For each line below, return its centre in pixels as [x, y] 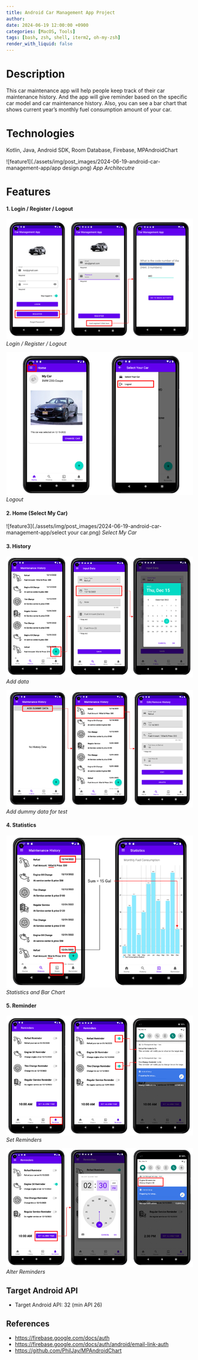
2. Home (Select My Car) [37, 513]
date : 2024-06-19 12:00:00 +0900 [47, 25]
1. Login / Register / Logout [40, 209]
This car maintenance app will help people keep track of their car [86, 90]
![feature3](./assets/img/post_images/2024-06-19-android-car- [84, 526]
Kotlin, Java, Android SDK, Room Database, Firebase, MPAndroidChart [92, 150]
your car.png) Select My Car [103, 533]
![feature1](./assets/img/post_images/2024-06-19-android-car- [83, 161]
